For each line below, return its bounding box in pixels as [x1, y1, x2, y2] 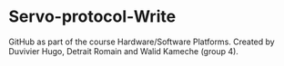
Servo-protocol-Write [8, 6, 177, 27]
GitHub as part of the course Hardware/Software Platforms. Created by [8, 36, 275, 47]
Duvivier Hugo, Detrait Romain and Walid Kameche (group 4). [8, 45, 238, 56]
